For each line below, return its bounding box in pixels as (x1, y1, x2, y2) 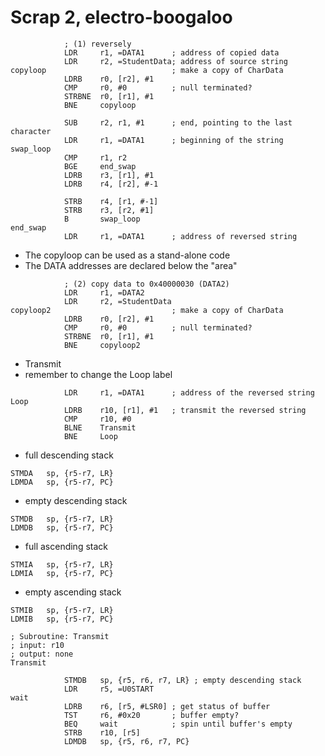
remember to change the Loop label (24, 368, 173, 380)
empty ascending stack (24, 586, 122, 598)
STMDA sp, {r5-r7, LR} (10, 468, 114, 478)
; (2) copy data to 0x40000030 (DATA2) (63, 279, 230, 289)
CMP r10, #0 (63, 414, 132, 424)
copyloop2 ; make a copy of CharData (10, 305, 284, 315)
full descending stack (24, 449, 114, 461)
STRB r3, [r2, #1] (63, 205, 155, 215)
